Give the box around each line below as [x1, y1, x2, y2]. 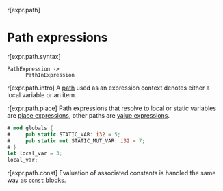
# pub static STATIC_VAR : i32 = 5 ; [7, 131, 121, 138]
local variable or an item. [7, 90, 77, 99]
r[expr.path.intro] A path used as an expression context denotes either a [7, 84, 210, 92]
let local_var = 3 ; [7, 150, 63, 157]
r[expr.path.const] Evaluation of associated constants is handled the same [7, 169, 216, 177]
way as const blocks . [7, 176, 66, 184]
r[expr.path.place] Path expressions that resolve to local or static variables [7, 104, 217, 112]
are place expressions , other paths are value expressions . [7, 111, 170, 119]
